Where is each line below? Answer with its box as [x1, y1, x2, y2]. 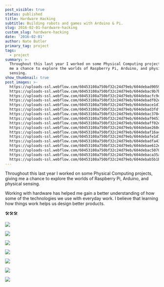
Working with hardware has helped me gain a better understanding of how [5, 190, 155, 196]
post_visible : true [5, 7, 45, 12]
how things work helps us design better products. [5, 201, 105, 206]
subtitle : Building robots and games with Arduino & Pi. [5, 20, 123, 26]
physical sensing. [5, 181, 41, 186]
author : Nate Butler [5, 39, 47, 44]
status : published [5, 12, 42, 17]
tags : [5, 48, 16, 53]
